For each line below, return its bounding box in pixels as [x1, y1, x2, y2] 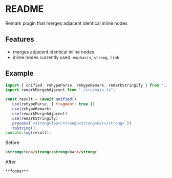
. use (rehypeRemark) [10, 106, 52, 112]
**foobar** [5, 169, 29, 174]
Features [5, 35, 34, 44]
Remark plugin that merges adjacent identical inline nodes [5, 20, 128, 26]
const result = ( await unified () [5, 97, 77, 102]
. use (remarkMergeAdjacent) [10, 111, 68, 116]
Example [5, 69, 34, 78]
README [5, 3, 44, 15]
